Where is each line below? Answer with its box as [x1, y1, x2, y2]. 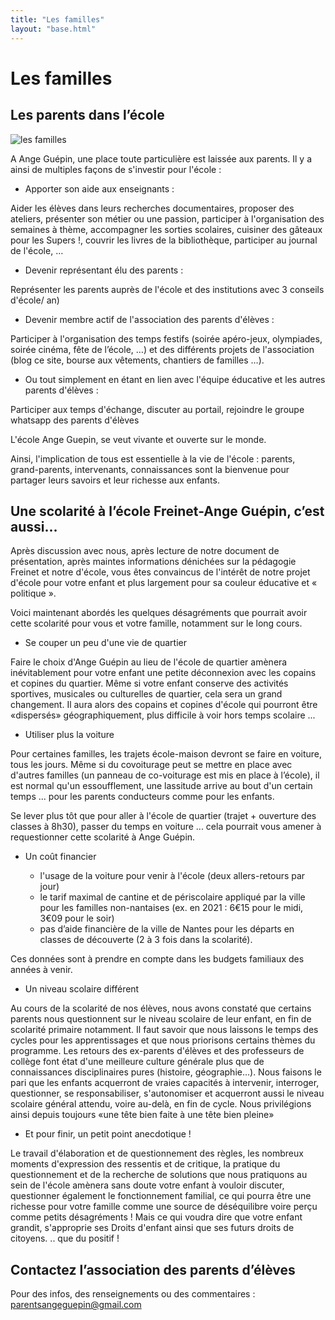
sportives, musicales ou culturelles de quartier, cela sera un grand [10, 688, 283, 700]
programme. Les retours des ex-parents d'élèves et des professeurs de [10, 1045, 305, 1057]
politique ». [10, 587, 57, 600]
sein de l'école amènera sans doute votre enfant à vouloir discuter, [10, 1179, 285, 1191]
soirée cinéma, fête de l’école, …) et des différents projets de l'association [10, 343, 315, 355]
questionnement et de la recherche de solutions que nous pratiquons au [10, 1169, 308, 1181]
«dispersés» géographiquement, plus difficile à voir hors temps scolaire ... [10, 709, 316, 721]
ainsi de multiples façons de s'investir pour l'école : [10, 163, 222, 175]
